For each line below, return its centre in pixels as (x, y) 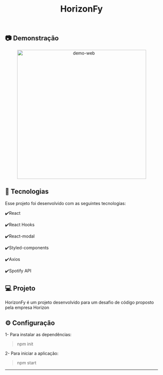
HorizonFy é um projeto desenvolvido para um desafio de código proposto (80, 303)
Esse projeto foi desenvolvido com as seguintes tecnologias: (65, 203)
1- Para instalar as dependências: (38, 335)
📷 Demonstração (32, 38)
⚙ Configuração (30, 323)
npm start (26, 363)
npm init (25, 344)
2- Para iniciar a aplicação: (32, 354)
